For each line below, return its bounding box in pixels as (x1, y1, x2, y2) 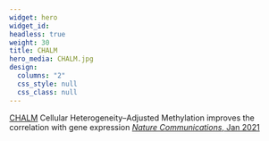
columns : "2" (17, 71, 66, 80)
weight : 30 (9, 37, 50, 47)
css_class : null (17, 87, 78, 96)
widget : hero (9, 12, 58, 22)
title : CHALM (9, 46, 58, 55)
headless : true (9, 29, 66, 38)
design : (9, 63, 38, 72)
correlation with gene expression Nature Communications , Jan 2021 (9, 121, 261, 132)
